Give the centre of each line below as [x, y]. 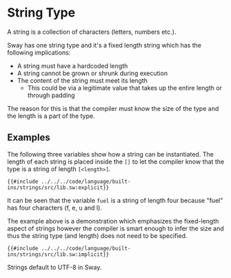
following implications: [39, 52]
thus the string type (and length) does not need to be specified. [97, 235]
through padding [51, 95]
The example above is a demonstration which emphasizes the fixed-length [113, 221]
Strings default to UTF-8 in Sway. [54, 267]
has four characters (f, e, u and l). [54, 208]
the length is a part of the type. [51, 116]
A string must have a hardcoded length [72, 66]
